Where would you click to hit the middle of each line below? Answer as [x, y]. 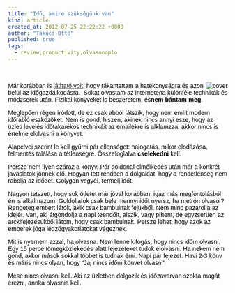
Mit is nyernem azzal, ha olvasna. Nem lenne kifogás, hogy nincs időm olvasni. [114, 242]
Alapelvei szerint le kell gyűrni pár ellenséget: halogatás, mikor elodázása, [108, 146]
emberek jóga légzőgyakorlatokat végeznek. [68, 228]
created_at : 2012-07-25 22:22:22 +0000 [66, 27]
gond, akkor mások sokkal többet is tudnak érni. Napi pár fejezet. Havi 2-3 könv [115, 256]
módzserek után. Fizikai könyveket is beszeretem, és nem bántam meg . [105, 99]
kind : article [29, 20]
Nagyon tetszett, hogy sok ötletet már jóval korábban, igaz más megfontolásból [115, 194]
